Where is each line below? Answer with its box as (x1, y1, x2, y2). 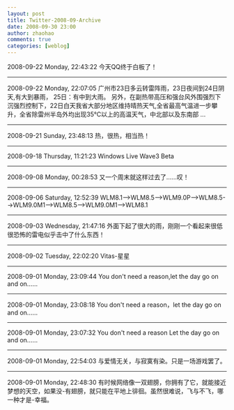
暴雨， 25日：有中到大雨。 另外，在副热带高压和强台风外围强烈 (33, 93, 215, 101)
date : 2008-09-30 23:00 (7, 23, 77, 30)
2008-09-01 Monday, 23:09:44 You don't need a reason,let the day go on (7, 273, 219, 280)
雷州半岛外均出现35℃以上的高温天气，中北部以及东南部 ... (37, 110, 206, 119)
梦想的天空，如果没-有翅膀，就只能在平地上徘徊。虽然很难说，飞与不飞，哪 (7, 387, 224, 395)
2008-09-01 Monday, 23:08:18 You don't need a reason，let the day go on (7, 301, 221, 309)
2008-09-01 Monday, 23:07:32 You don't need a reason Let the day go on (7, 328, 220, 337)
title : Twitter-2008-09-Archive (7, 17, 101, 24)
